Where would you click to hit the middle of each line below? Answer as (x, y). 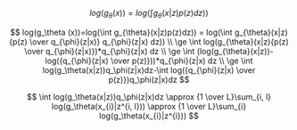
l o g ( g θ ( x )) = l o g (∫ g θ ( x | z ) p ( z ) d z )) (149, 14)
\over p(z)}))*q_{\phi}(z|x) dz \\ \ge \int (181, 61)
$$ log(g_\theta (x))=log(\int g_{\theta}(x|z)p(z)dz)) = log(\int (121, 32)
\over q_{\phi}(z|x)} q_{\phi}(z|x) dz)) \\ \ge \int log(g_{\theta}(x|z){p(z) (159, 41)
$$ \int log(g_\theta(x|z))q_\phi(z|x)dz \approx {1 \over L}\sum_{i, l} (149, 96)
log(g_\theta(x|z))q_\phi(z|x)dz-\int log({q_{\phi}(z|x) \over (149, 69)
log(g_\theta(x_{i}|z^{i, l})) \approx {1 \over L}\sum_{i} (149, 106)
